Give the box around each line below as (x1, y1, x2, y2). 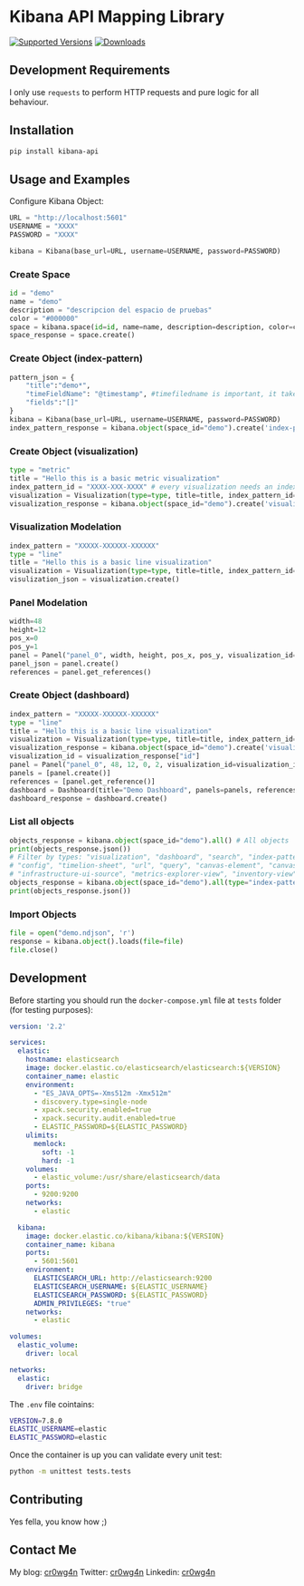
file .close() (9, 945, 59, 954)
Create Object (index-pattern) (9, 352, 143, 365)
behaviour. (9, 96, 50, 107)
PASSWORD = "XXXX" (9, 230, 79, 239)
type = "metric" (9, 465, 71, 475)
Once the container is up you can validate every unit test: (9, 1449, 223, 1461)
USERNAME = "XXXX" (9, 222, 79, 231)
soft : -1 (42, 1147, 75, 1157)
